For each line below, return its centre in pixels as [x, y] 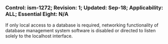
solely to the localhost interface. [39, 36]
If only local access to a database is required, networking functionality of [82, 25]
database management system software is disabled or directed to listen [80, 31]
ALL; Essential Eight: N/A [37, 14]
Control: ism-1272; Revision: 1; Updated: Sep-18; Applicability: [84, 8]
